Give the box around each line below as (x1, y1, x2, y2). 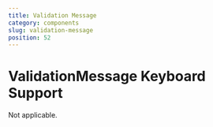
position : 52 (8, 33, 51, 42)
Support (8, 84, 63, 103)
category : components (8, 19, 80, 27)
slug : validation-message (8, 26, 93, 34)
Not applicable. (8, 110, 58, 120)
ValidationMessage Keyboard (8, 68, 207, 85)
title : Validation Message (8, 11, 97, 20)
